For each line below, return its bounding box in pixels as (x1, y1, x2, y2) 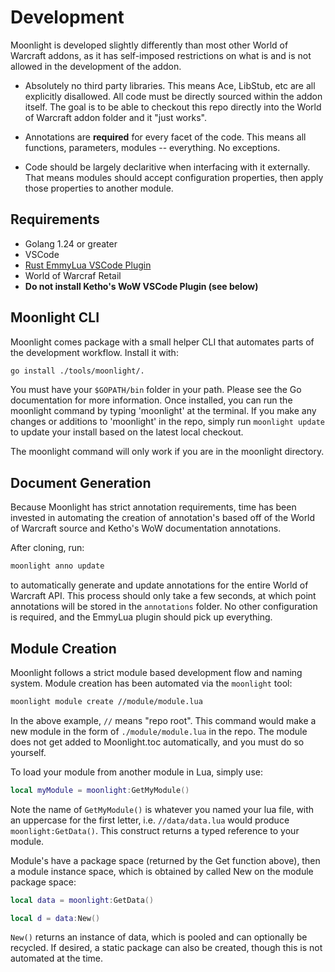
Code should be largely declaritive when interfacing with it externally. (24, 161, 311, 173)
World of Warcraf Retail (24, 269, 122, 281)
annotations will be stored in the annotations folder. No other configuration (10, 601, 318, 613)
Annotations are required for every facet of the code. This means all (24, 131, 307, 143)
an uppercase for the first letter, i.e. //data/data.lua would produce (10, 814, 290, 826)
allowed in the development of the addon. (10, 60, 182, 72)
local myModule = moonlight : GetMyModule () (10, 785, 190, 795)
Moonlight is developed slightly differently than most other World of (10, 39, 289, 51)
